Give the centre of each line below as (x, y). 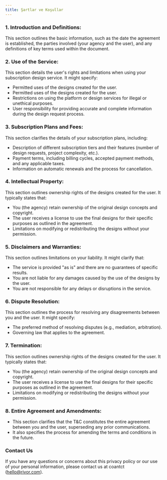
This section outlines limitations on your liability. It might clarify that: (75, 258)
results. (20, 273)
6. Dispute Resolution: (32, 301)
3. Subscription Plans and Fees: (44, 127)
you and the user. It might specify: (40, 318)
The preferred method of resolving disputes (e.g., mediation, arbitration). (87, 327)
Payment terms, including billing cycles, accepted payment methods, (83, 158)
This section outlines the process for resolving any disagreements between (83, 312)
